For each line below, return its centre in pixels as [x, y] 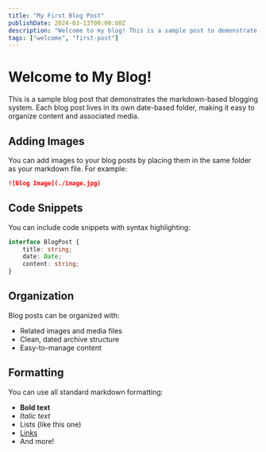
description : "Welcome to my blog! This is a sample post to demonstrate [133, 30]
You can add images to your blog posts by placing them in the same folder [130, 160]
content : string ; [51, 264]
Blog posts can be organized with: [64, 315]
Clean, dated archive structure [69, 339]
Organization [41, 296]
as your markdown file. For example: [68, 169]
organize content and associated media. [74, 116]
